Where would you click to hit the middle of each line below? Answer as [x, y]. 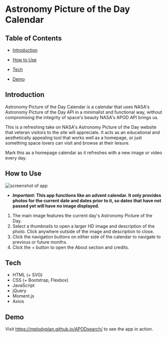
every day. [16, 158]
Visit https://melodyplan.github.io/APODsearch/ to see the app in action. [79, 329]
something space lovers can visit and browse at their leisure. [68, 143]
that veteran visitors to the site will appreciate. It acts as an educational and [83, 132]
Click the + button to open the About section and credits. [71, 247]
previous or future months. [40, 242]
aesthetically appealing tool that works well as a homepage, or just [74, 138]
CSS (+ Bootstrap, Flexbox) [40, 280]
